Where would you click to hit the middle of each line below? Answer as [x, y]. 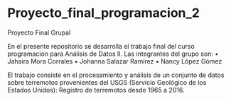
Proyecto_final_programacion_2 [104, 13]
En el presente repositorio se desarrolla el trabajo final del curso [101, 46]
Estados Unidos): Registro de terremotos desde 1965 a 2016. [96, 90]
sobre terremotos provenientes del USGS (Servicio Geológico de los [107, 82]
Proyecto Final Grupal [39, 32]
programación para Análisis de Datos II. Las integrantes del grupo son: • [113, 54]
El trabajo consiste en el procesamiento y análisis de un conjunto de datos [116, 75]
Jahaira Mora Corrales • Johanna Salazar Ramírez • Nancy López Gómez [115, 61]
